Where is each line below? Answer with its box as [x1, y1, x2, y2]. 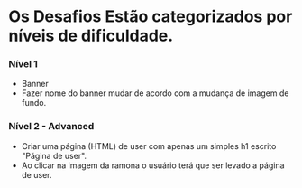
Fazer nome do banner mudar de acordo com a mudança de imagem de [21, 88, 289, 99]
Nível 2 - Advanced [8, 120, 95, 133]
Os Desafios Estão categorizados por [8, 6, 293, 27]
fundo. [21, 98, 47, 108]
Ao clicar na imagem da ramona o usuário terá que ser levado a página [21, 160, 285, 171]
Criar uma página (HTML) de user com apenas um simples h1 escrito [21, 140, 277, 151]
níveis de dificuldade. [8, 25, 174, 46]
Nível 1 [8, 58, 38, 70]
